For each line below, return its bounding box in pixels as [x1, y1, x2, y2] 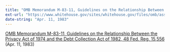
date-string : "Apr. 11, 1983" [5, 17, 69, 22]
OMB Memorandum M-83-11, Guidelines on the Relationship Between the [5, 31, 158, 37]
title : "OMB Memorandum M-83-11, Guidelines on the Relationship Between [5, 7, 164, 13]
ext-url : [5, 12, 24, 17]
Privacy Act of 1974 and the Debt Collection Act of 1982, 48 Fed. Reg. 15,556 [5, 36, 165, 42]
